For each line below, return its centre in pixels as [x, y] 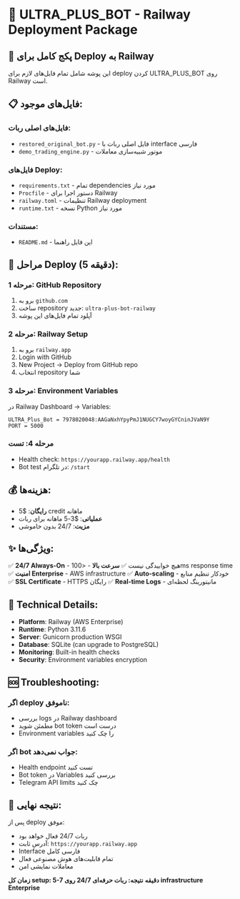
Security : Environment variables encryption [83, 660]
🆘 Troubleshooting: [54, 682]
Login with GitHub [45, 357]
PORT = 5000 [26, 426]
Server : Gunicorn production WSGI [70, 637]
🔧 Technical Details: [53, 604]
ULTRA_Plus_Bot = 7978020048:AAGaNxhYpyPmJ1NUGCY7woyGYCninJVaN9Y [109, 420]
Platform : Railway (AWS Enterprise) [71, 622]
